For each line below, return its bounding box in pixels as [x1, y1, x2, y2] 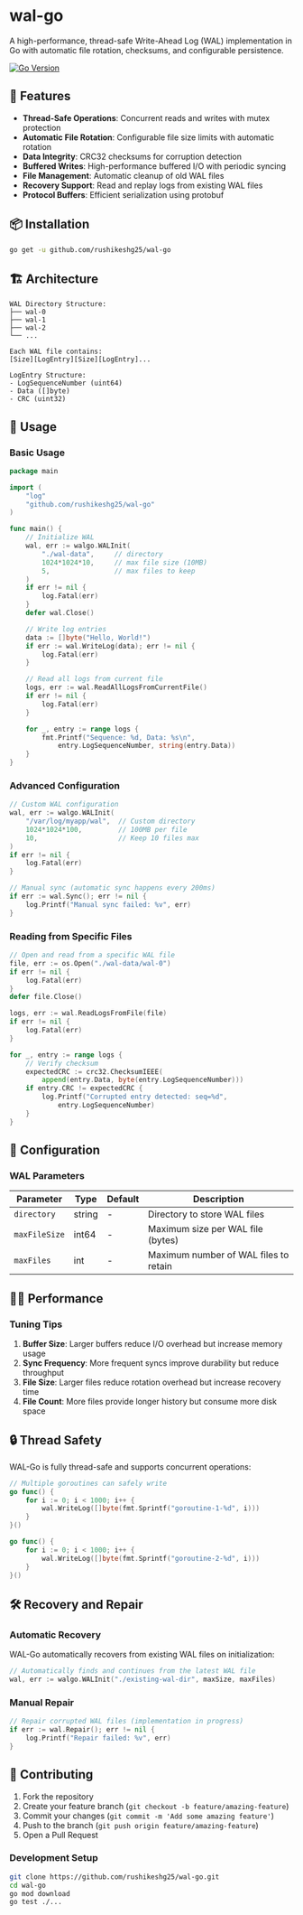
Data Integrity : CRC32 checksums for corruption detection [22, 151, 242, 162]
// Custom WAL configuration [9, 800, 119, 809]
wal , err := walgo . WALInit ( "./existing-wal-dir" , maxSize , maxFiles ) [9, 1675, 277, 1685]
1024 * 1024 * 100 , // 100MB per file [25, 825, 188, 834]
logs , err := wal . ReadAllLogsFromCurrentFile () [25, 683, 207, 692]
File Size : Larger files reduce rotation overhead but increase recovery [22, 1377, 281, 1387]
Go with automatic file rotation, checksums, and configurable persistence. [9, 44, 284, 55]
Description [192, 1193, 245, 1206]
